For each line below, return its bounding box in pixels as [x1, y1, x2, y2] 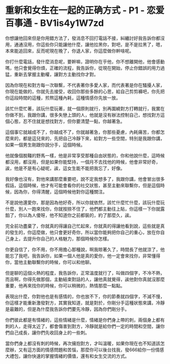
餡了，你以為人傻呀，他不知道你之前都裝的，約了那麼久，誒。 [5, 212, 134, 218]
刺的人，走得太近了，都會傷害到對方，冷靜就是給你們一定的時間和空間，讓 [5, 323, 160, 329]
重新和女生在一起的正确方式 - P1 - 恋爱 [5, 5, 164, 16]
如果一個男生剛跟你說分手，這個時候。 [5, 142, 85, 148]
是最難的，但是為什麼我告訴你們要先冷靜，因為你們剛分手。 [5, 306, 130, 312]
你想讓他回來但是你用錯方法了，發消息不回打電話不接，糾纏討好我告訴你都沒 [5, 35, 165, 41]
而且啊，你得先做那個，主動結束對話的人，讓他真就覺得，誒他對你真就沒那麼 [5, 276, 165, 282]
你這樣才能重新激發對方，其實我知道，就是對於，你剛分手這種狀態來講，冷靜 [5, 300, 165, 306]
